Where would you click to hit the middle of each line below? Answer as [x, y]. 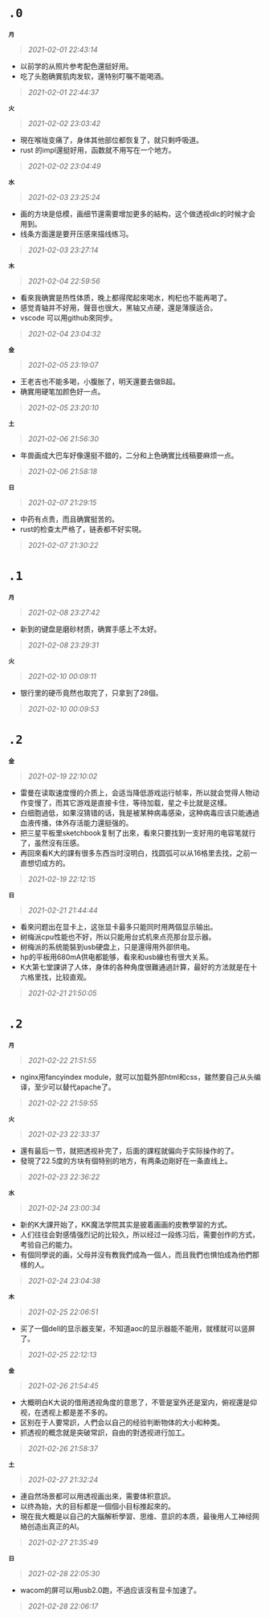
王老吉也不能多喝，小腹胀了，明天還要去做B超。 [100, 381]
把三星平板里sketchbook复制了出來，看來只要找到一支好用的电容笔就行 [138, 832]
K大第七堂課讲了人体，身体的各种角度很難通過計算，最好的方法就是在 [135, 966]
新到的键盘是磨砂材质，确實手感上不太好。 [90, 629]
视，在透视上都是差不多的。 [66, 1412]
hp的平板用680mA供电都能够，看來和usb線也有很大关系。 [116, 957]
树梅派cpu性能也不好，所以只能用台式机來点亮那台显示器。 [118, 937]
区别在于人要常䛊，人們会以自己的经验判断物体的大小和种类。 [122, 1422]
